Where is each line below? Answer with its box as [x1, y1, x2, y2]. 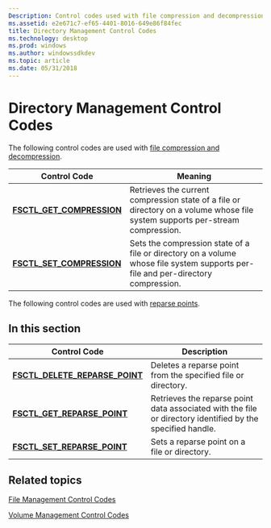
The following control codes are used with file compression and [8, 143, 220, 152]
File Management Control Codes [8, 495, 116, 505]
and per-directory [143, 268, 212, 279]
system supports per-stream [129, 214, 240, 226]
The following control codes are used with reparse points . [8, 298, 200, 308]
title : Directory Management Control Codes [8, 27, 157, 35]
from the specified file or [150, 369, 244, 380]
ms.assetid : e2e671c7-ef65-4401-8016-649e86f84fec [8, 19, 182, 27]
